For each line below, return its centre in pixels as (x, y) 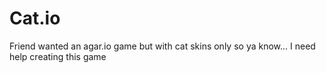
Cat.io (35, 18)
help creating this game (58, 56)
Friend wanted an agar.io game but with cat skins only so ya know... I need (162, 46)
